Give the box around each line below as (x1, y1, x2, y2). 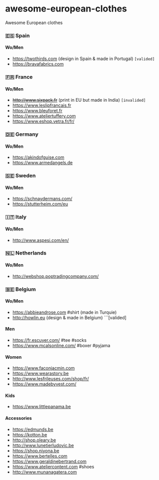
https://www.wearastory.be (12, 370, 69, 376)
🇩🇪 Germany (5, 131, 38, 138)
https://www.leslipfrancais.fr (12, 102, 71, 108)
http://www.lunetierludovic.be (12, 442, 74, 448)
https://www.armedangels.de (12, 160, 73, 166)
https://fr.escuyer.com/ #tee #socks (12, 337, 86, 343)
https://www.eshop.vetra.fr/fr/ (12, 118, 75, 124)
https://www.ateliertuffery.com (12, 113, 76, 119)
